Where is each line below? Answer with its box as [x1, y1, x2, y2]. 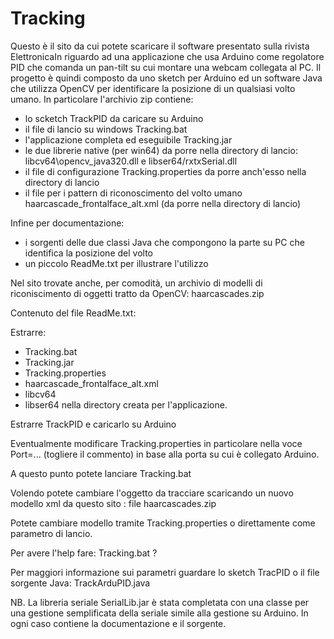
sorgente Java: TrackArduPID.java [10, 577, 151, 589]
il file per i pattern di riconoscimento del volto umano [24, 187, 243, 199]
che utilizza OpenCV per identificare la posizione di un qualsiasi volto [10, 82, 296, 94]
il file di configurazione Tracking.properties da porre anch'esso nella [24, 165, 307, 177]
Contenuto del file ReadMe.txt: [10, 307, 137, 319]
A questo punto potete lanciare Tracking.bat [10, 467, 192, 479]
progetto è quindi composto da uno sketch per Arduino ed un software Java [10, 72, 323, 84]
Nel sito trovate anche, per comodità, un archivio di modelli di [10, 277, 263, 289]
